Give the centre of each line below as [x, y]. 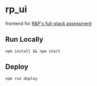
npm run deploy [21, 78]
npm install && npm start [33, 51]
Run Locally [24, 39]
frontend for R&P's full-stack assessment [48, 23]
